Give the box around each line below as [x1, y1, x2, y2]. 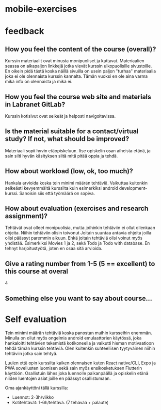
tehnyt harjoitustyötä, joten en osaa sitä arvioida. [5, 246, 103, 251]
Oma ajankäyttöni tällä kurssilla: [5, 385, 68, 391]
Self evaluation [5, 314, 67, 324]
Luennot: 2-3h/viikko [12, 394, 54, 400]
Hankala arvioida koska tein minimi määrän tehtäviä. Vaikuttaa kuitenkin [5, 180, 148, 186]
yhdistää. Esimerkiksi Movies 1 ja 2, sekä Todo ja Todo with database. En [5, 240, 150, 246]
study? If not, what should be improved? [5, 135, 129, 143]
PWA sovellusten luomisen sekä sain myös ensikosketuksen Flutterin [5, 365, 142, 371]
